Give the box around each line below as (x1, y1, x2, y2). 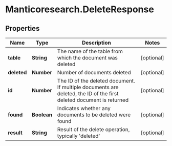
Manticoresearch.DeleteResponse (5, 4, 155, 15)
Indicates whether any (57, 105, 111, 112)
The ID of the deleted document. (57, 77, 136, 84)
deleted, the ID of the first (57, 90, 119, 97)
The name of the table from (57, 48, 123, 55)
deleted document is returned (57, 96, 129, 103)
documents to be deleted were (57, 111, 131, 118)
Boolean (31, 111, 53, 118)
